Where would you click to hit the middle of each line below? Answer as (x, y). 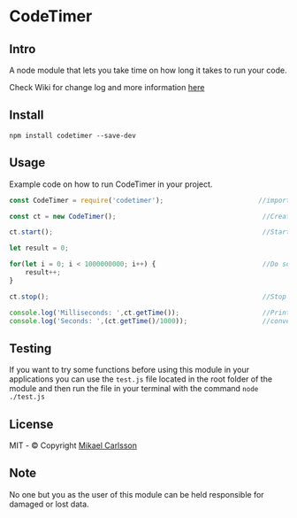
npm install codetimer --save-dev (73, 135)
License (31, 424)
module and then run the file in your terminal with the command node (134, 389)
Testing (30, 348)
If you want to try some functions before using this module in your (129, 370)
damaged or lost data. (49, 504)
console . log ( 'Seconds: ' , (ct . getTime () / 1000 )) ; (99, 321)
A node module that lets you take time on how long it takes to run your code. (148, 70)
